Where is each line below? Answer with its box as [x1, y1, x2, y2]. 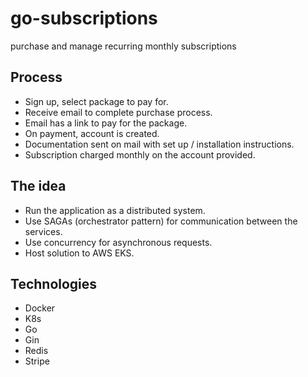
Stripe [24, 355, 50, 367]
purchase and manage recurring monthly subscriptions [10, 40, 237, 52]
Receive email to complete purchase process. [24, 106, 213, 118]
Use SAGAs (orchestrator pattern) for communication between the [24, 215, 298, 227]
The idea [10, 178, 67, 195]
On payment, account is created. [24, 127, 160, 139]
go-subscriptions [10, 7, 158, 30]
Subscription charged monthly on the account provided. [24, 148, 256, 161]
